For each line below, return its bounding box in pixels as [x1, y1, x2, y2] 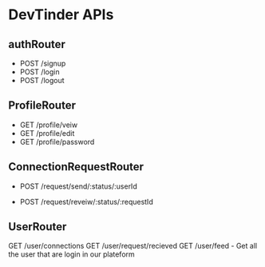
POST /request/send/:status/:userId [19, 181, 137, 191]
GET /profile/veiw [19, 120, 78, 130]
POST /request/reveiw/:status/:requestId [19, 197, 153, 206]
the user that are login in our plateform [8, 249, 136, 259]
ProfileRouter [8, 98, 76, 113]
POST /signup [19, 58, 66, 68]
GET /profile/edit [19, 128, 75, 137]
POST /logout [19, 76, 65, 85]
